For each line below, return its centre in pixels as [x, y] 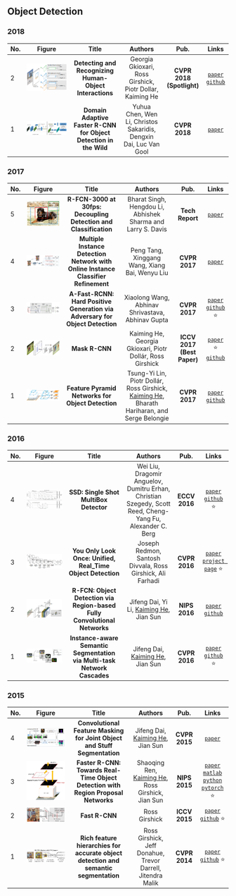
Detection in [95, 140]
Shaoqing [151, 763]
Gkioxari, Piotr [146, 348]
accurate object [99, 853]
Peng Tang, [147, 250]
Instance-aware [94, 638]
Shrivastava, [147, 312]
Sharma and [147, 222]
